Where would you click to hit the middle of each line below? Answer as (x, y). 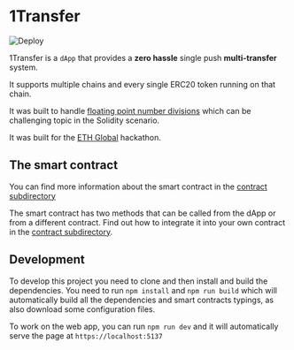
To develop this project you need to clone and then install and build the (139, 281)
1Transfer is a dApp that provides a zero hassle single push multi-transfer (143, 57)
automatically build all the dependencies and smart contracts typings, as (142, 300)
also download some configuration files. (82, 309)
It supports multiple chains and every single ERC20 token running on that (143, 84)
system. (23, 67)
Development (47, 259)
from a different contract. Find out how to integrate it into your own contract (147, 222)
